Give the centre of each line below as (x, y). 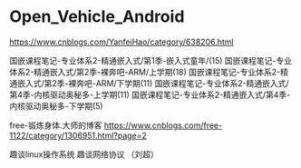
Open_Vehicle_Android (97, 17)
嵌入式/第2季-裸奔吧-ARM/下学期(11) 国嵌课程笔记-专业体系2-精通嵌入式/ (153, 83)
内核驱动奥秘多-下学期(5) (56, 105)
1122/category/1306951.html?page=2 (78, 135)
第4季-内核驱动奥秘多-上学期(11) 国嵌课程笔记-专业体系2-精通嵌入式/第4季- (150, 94)
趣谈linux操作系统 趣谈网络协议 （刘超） (84, 154)
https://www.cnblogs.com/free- (163, 125)
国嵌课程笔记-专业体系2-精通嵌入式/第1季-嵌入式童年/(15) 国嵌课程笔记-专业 (151, 60)
